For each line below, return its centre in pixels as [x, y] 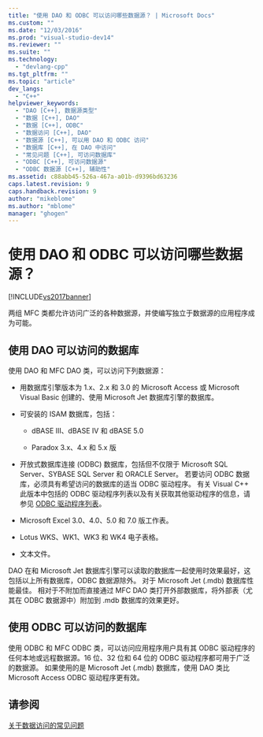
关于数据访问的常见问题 [46, 725]
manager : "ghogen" [38, 214]
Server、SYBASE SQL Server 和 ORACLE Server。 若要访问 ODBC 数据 [135, 474]
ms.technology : [33, 60]
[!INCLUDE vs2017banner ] [50, 297]
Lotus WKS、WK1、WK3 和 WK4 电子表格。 [91, 537]
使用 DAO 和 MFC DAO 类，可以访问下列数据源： [87, 370]
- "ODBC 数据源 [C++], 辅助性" [63, 169]
